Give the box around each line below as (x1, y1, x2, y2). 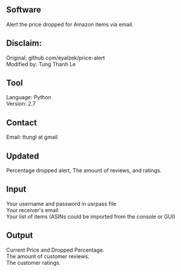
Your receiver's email (6, 207, 59, 214)
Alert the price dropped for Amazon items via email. (6, 20, 134, 28)
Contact (6, 117, 37, 128)
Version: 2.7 (6, 100, 36, 107)
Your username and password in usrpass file (6, 200, 117, 207)
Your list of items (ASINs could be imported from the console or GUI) (6, 213, 176, 220)
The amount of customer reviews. (6, 252, 90, 260)
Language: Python (6, 94, 52, 101)
